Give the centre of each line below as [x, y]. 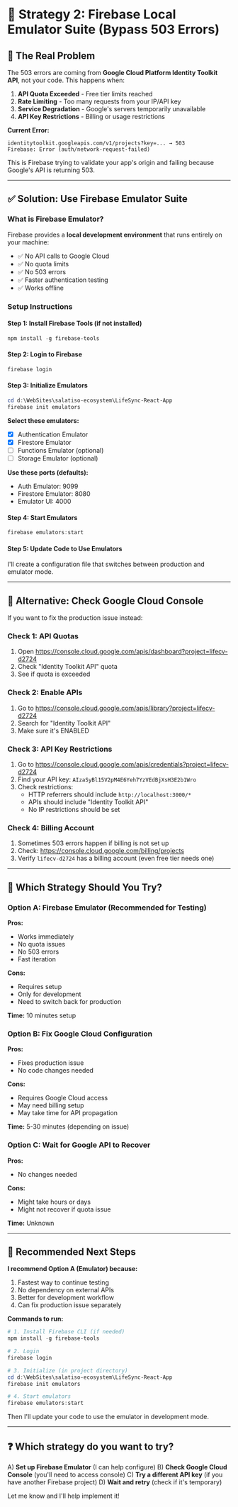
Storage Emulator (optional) [58, 458]
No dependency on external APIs [66, 1290]
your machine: [28, 242]
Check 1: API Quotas [43, 636]
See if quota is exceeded [54, 674]
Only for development [49, 994]
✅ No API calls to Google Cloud [63, 256]
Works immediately [46, 936]
